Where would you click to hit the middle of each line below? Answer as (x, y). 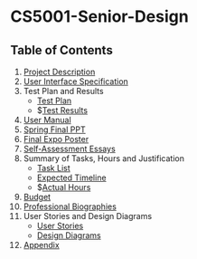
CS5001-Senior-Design (99, 17)
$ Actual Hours (64, 187)
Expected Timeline (71, 177)
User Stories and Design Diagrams (88, 216)
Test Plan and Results (63, 91)
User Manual (47, 120)
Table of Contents (62, 50)
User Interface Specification (76, 82)
